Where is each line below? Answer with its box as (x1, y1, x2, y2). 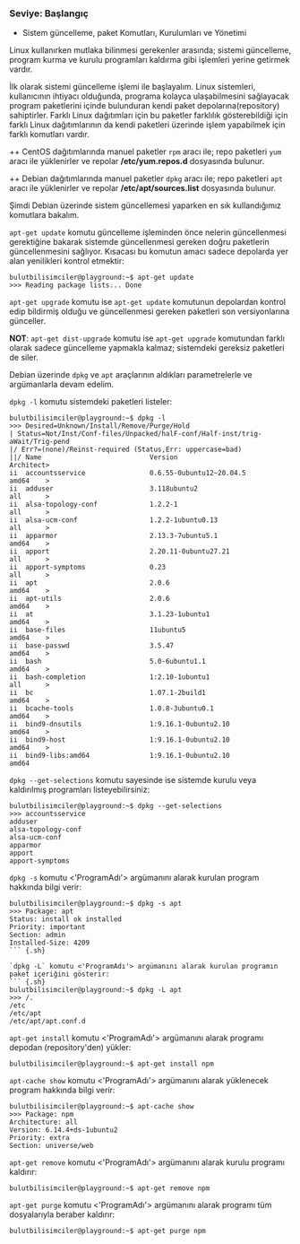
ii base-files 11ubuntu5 (9, 626, 186, 635)
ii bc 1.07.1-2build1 (9, 689, 206, 698)
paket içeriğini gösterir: (9, 970, 110, 979)
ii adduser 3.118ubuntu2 (9, 484, 199, 493)
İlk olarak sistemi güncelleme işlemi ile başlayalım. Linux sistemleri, (9, 82, 256, 92)
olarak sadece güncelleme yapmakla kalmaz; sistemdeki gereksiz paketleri (9, 343, 285, 353)
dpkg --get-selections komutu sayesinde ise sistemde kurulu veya (9, 775, 257, 786)
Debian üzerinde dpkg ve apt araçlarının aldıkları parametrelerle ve (9, 370, 253, 380)
